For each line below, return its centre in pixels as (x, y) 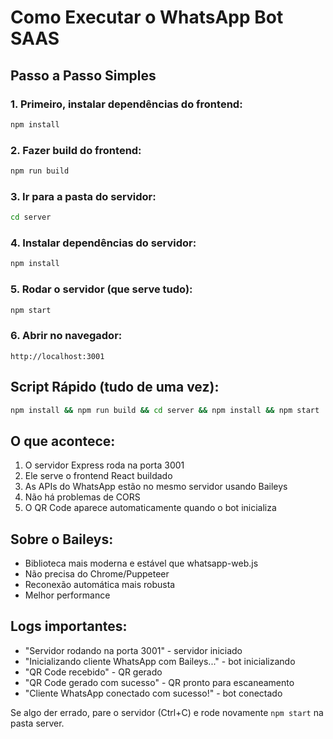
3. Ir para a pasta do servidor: (83, 196)
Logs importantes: (69, 626)
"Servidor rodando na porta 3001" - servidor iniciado (133, 650)
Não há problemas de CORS (82, 497)
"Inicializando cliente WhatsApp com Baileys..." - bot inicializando (160, 661)
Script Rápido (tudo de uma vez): (115, 387)
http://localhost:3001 (57, 356)
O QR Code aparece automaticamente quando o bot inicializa (150, 508)
